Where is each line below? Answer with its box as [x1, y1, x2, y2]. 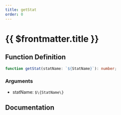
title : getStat [5, 7, 37, 12]
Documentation [5, 104, 55, 112]
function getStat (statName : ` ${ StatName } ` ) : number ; [5, 66, 117, 71]
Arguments [5, 78, 33, 85]
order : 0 [5, 12, 23, 17]
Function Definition [5, 53, 66, 61]
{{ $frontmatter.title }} [5, 33, 99, 45]
